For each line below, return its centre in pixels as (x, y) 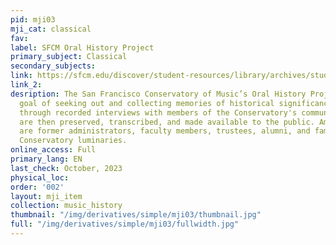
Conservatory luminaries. (73, 141)
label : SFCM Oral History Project (82, 47)
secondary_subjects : (53, 66)
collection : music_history (66, 206)
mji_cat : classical (51, 29)
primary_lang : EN (46, 159)
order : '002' (37, 187)
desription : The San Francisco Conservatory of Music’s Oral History (158, 94)
